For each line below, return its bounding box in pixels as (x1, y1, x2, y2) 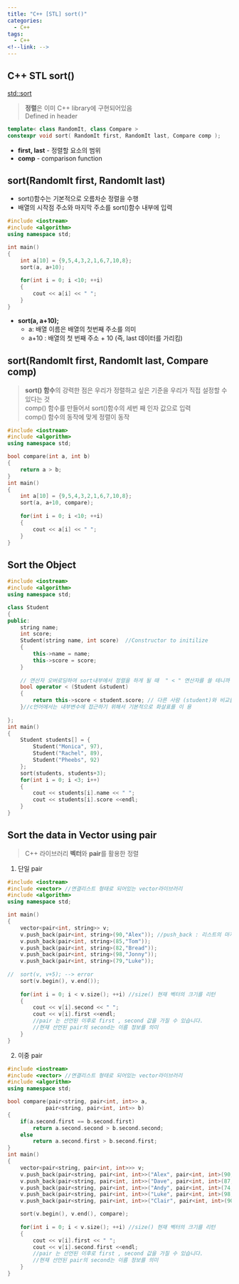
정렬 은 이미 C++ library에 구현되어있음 (24, 103, 133, 112)
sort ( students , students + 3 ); (20, 770, 107, 777)
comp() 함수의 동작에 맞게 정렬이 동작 (24, 412, 130, 421)
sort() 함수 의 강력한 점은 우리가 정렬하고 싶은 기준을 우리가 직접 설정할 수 (24, 386, 228, 394)
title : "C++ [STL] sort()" (7, 10, 87, 18)
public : (7, 617, 31, 624)
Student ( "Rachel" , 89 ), (33, 750, 103, 757)
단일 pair (17, 864, 43, 872)
